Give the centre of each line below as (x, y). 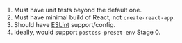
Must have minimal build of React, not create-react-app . (94, 17)
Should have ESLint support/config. (65, 25)
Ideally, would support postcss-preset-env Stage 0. (87, 32)
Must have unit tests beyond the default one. (78, 10)
